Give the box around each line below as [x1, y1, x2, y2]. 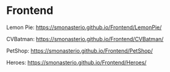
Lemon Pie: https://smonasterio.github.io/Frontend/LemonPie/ [6, 24, 162, 31]
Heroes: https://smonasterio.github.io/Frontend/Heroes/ [6, 59, 147, 66]
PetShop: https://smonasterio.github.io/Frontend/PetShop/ [6, 47, 154, 54]
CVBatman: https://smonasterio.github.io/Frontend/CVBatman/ [6, 35, 164, 42]
